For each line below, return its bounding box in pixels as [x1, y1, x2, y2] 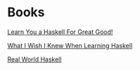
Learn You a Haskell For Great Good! [7, 28, 113, 36]
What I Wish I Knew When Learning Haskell [7, 41, 133, 49]
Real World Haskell [7, 54, 62, 64]
